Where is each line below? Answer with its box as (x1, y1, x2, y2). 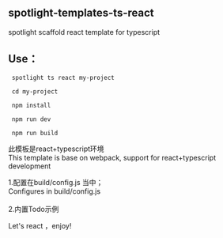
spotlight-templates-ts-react (8, 6, 154, 20)
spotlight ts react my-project (11, 74, 115, 81)
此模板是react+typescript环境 (8, 144, 104, 153)
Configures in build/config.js (8, 186, 101, 196)
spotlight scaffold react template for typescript (8, 27, 161, 36)
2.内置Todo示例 (8, 204, 59, 213)
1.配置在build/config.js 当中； (8, 177, 104, 187)
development (8, 161, 51, 171)
